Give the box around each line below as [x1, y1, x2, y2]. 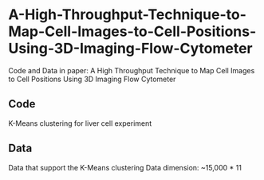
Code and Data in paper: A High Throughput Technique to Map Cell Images [8, 65, 255, 75]
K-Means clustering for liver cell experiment [8, 118, 152, 128]
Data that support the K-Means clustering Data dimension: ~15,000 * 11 [8, 162, 242, 172]
